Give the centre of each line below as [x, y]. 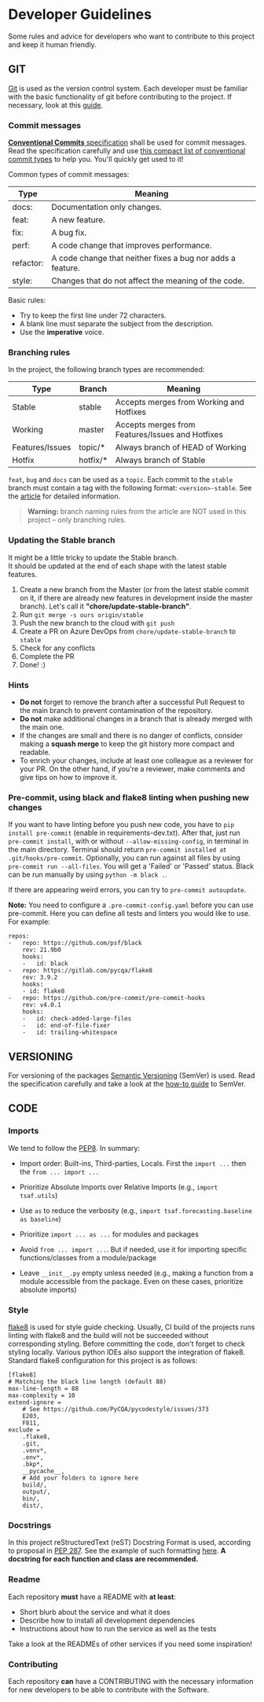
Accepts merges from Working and [180, 403]
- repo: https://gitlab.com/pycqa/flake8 [81, 971]
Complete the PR [47, 656]
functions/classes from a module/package [88, 1257]
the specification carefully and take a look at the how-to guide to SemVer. [127, 1084]
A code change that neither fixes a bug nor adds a [143, 259]
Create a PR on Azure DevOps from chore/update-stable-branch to [128, 631]
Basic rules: [27, 300]
